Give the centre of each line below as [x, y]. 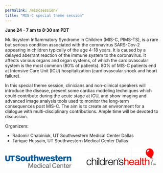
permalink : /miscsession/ [31, 10]
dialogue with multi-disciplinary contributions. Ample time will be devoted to [82, 111]
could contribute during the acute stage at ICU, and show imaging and [76, 96]
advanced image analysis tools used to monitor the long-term [67, 101]
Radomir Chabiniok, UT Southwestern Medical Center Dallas [73, 135]
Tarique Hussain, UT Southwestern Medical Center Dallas [70, 141]
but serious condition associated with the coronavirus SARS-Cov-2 [73, 44]
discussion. [17, 116]
